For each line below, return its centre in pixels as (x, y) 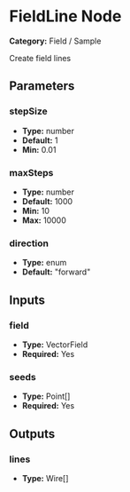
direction (29, 243)
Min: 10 (36, 210)
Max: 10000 (44, 220)
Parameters (42, 86)
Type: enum (44, 263)
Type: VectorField (55, 345)
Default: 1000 (47, 201)
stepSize (28, 111)
